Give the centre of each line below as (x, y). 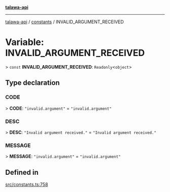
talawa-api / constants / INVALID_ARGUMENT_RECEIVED (65, 22)
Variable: (25, 42)
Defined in (22, 172)
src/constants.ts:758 (27, 184)
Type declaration (32, 83)
